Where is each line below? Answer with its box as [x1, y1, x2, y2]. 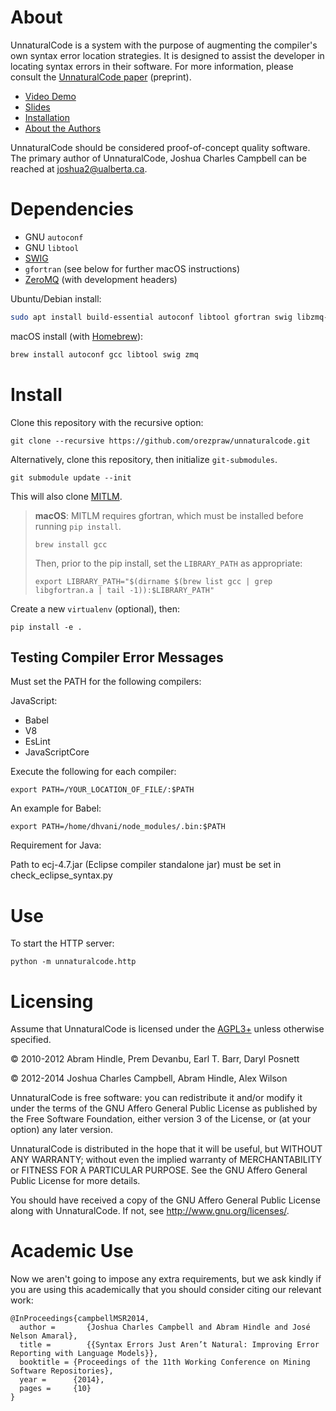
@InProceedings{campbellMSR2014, [10, 1314, 150, 1324]
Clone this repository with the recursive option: [10, 416, 204, 428]
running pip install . [34, 520, 122, 532]
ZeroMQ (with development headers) [24, 273, 178, 285]
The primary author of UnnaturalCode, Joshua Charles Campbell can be [10, 152, 308, 164]
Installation [24, 111, 71, 123]
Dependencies [10, 198, 134, 221]
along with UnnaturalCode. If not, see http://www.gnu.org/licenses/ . [10, 1205, 290, 1217]
